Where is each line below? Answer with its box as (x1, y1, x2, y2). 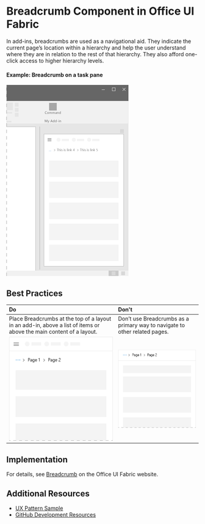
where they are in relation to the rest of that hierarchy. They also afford (6, 50, 184, 57)
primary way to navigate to (118, 321, 185, 328)
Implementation (6, 454, 68, 465)
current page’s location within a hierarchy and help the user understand (6, 44, 186, 51)
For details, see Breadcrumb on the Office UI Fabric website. (6, 471, 159, 478)
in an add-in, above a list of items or (9, 321, 100, 328)
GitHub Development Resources (15, 511, 96, 518)
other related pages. (118, 328, 169, 335)
